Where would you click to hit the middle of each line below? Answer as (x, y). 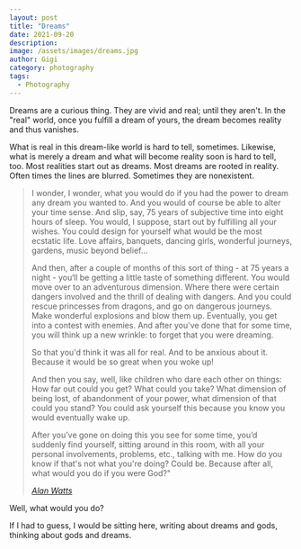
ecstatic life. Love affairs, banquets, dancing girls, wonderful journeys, (162, 240)
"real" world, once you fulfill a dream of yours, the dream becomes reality (146, 120)
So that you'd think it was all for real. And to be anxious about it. (150, 352)
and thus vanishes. (44, 129)
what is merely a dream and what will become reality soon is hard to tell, (143, 156)
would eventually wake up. (80, 417)
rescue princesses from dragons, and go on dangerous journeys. (151, 306)
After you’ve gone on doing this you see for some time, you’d (144, 435)
